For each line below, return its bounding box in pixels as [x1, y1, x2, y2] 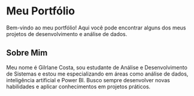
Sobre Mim [6, 48, 48, 58]
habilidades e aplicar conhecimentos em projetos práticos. [6, 83, 151, 90]
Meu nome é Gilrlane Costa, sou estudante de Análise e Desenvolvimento [6, 64, 187, 71]
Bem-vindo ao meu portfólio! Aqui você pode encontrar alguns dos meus [6, 24, 186, 31]
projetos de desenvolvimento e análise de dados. [6, 30, 128, 37]
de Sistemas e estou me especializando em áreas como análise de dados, [6, 70, 189, 77]
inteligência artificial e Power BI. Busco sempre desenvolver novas [6, 76, 171, 83]
